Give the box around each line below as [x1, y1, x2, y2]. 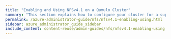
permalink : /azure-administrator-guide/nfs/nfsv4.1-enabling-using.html [5, 17, 163, 22]
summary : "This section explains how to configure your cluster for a [5, 12, 158, 17]
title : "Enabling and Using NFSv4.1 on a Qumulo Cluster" [5, 7, 131, 13]
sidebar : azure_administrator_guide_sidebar [5, 21, 101, 27]
